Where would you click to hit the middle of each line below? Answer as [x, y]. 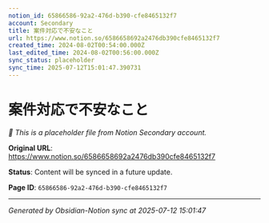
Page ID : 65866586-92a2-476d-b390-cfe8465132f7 [88, 187]
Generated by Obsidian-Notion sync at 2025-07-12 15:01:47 [107, 210]
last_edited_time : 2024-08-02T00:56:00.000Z [84, 53]
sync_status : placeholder [51, 61]
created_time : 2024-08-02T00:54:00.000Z [77, 46]
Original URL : [31, 148]
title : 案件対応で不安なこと [51, 30]
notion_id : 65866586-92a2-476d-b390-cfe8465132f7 [93, 16]
